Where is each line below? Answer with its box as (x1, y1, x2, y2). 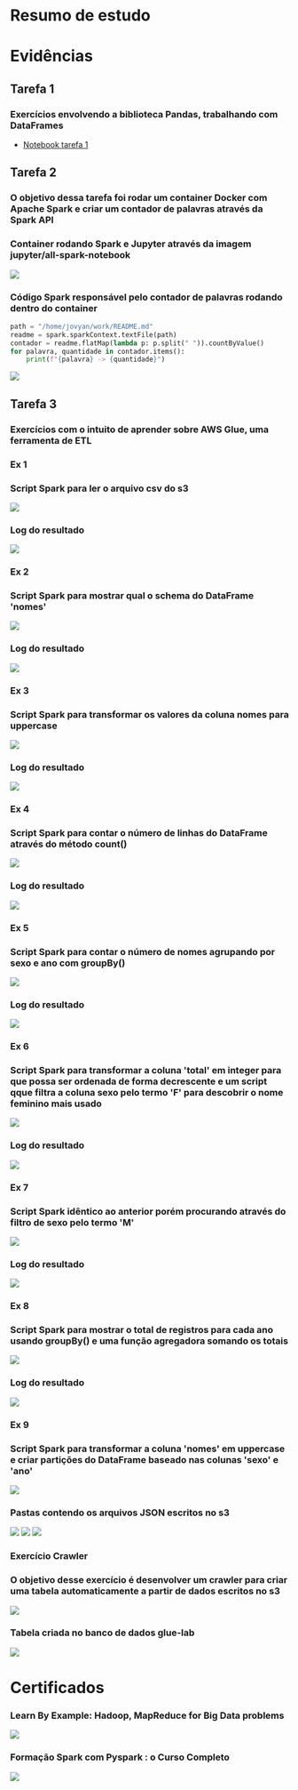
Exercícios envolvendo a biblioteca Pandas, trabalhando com (10, 108, 278, 120)
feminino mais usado (10, 1097, 103, 1110)
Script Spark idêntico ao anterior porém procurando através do (10, 1205, 286, 1217)
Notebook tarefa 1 (22, 140, 89, 150)
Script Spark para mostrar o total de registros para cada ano (10, 1324, 274, 1336)
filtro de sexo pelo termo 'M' (10, 1216, 135, 1228)
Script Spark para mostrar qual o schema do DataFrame (10, 590, 255, 602)
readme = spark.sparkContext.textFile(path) (10, 330, 177, 339)
